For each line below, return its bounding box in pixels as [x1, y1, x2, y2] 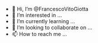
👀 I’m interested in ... [11, 12, 62, 19]
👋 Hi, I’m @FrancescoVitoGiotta [11, 6, 89, 12]
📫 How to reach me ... [11, 31, 67, 37]
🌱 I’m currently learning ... [11, 18, 75, 24]
